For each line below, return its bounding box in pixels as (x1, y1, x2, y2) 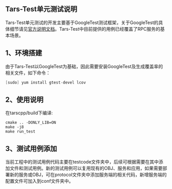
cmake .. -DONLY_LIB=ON (5, 120, 56, 125)
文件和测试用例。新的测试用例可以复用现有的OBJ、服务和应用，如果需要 (9, 165, 163, 172)
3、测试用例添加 (5, 144, 58, 153)
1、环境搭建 (5, 49, 43, 57)
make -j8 (5, 124, 24, 130)
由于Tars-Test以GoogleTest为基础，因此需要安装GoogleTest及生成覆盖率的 (5, 63, 163, 69)
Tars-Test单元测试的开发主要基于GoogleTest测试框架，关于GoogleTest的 (5, 19, 159, 26)
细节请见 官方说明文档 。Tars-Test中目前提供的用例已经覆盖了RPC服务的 (9, 26, 161, 32)
